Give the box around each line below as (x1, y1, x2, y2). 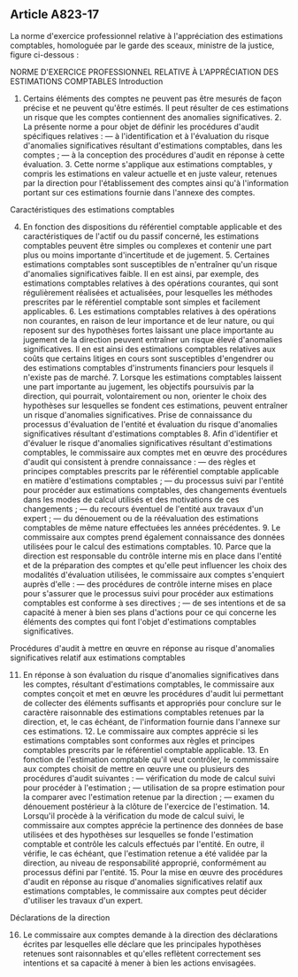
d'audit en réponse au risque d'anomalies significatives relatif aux (22, 876, 264, 887)
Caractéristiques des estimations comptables (10, 204, 175, 215)
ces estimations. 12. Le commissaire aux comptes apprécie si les (22, 726, 259, 736)
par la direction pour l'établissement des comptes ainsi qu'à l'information (22, 177, 289, 188)
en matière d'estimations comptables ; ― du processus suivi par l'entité (22, 475, 284, 486)
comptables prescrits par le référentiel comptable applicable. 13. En (22, 744, 269, 755)
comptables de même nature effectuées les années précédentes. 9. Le (22, 522, 281, 533)
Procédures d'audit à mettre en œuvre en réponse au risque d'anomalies (10, 642, 275, 653)
